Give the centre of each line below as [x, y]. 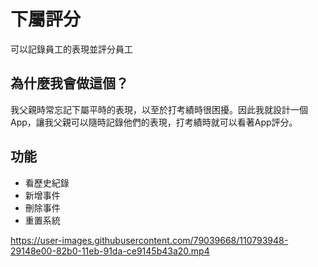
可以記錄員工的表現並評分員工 [71, 49]
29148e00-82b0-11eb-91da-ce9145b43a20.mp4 [110, 251]
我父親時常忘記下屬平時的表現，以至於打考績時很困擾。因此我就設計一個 [159, 109]
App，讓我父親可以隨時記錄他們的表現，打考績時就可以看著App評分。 [154, 122]
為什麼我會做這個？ [69, 83]
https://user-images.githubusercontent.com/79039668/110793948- [149, 240]
